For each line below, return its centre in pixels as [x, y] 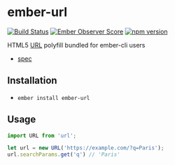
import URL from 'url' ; [42, 136]
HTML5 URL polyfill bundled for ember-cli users [76, 45]
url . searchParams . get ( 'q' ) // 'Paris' [64, 155]
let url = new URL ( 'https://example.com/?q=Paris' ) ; [86, 148]
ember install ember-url [54, 98]
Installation [32, 81]
